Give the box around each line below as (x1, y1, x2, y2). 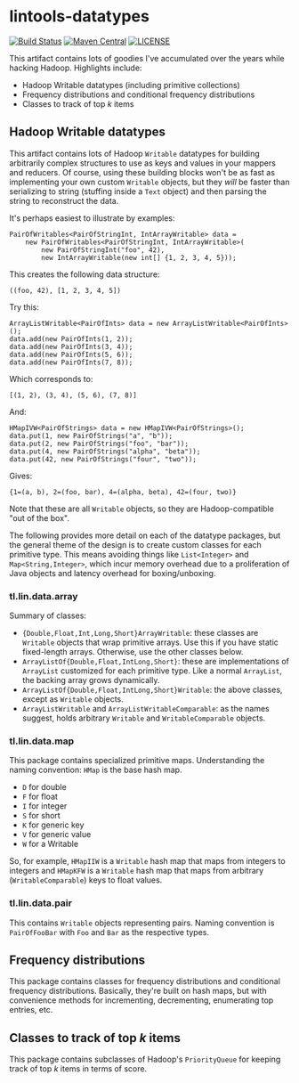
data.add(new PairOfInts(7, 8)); (9, 358, 133, 367)
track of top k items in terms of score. (9, 1063, 148, 1074)
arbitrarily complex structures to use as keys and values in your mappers (9, 158, 276, 168)
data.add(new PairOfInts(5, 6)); (9, 350, 133, 359)
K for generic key (21, 819, 85, 830)
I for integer (21, 801, 68, 811)
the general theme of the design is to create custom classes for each (9, 539, 263, 550)
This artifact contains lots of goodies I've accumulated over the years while (9, 53, 285, 63)
